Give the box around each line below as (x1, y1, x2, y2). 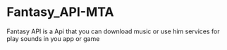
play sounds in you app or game (6, 34, 100, 42)
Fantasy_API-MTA (6, 4, 114, 20)
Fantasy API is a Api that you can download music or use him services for (6, 27, 220, 35)
